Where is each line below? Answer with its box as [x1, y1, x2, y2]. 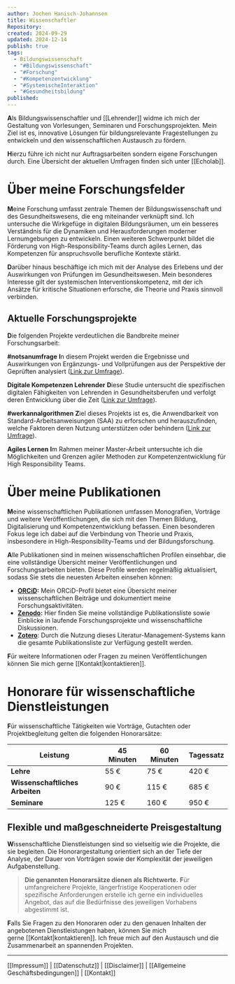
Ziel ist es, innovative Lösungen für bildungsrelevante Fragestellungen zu [7, 129, 218, 137]
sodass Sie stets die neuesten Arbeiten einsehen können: [7, 572, 173, 581]
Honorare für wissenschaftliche [7, 683, 196, 700]
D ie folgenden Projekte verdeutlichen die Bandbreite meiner [7, 331, 180, 340]
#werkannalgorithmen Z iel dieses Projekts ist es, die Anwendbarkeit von [7, 409, 219, 417]
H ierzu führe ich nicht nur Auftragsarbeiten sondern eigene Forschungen [7, 150, 218, 158]
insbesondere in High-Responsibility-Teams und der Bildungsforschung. [7, 537, 215, 545]
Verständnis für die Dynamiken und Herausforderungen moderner [7, 226, 197, 235]
